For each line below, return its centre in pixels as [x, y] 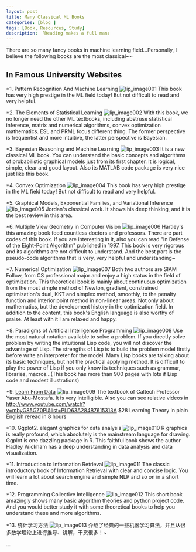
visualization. [22, 453]
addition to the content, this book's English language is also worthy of [90, 313]
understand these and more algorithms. [54, 513]
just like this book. [28, 174]
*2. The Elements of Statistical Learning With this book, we [97, 113]
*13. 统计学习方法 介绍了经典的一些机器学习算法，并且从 [93, 525]
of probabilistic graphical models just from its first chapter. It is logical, [91, 161]
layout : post [22, 11]
